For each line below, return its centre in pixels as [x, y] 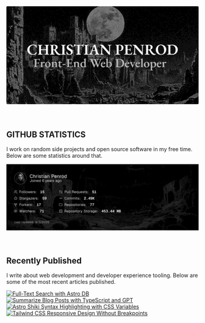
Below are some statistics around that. [54, 156]
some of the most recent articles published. [61, 282]
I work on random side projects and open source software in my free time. [99, 149]
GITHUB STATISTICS [46, 134]
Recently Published [44, 260]
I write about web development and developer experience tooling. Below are [102, 275]
